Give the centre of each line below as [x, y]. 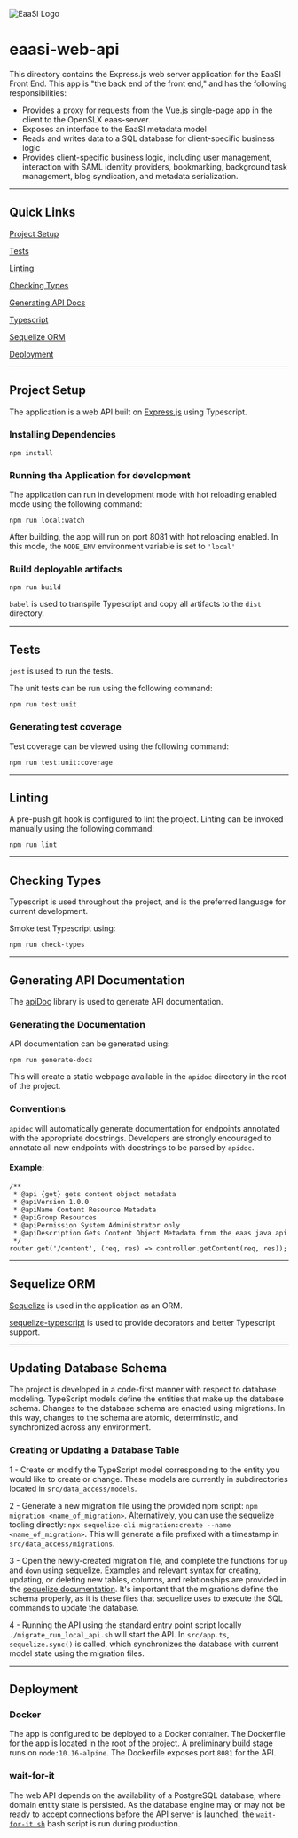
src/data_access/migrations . [62, 1543]
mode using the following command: [76, 504]
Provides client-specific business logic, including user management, [147, 157]
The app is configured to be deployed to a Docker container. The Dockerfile [147, 1734]
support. [25, 1332]
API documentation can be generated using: [90, 1044]
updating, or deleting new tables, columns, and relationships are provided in [148, 1579]
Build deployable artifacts [66, 570]
